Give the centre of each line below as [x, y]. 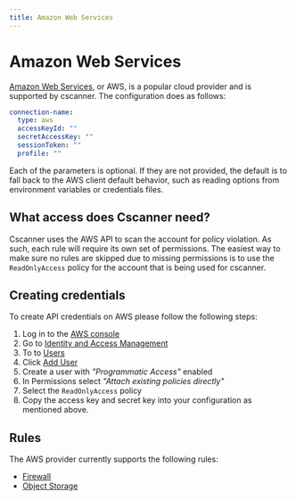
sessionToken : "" [49, 145]
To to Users [43, 353]
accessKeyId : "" [47, 129]
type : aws [35, 120]
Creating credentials [67, 295]
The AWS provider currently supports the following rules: [114, 459]
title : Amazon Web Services [62, 17]
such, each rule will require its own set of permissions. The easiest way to [145, 248]
